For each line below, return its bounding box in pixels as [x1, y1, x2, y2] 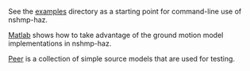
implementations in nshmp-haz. [8, 39, 112, 48]
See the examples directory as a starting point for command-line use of [8, 7, 242, 16]
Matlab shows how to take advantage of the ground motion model [8, 31, 224, 39]
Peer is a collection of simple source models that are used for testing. [8, 54, 236, 63]
